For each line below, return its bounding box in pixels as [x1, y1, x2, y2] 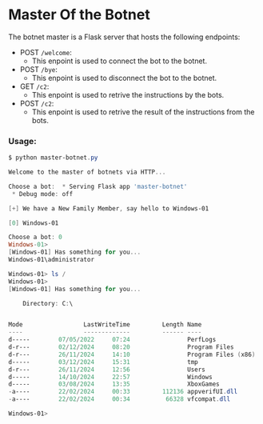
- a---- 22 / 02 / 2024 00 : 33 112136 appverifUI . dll [8, 388, 238, 396]
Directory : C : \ [22, 299, 74, 307]
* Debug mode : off [11, 190, 74, 198]
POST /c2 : [19, 98, 54, 108]
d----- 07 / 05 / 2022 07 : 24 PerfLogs [8, 336, 217, 344]
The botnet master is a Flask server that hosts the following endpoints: [8, 32, 241, 42]
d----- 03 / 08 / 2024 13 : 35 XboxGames [8, 380, 220, 389]
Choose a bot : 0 [8, 234, 62, 242]
